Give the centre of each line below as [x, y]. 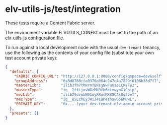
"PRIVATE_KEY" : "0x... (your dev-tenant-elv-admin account [83, 104]
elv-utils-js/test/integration [63, 9]
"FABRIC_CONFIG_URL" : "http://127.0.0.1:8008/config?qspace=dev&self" [89, 76]
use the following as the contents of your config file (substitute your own [80, 53]
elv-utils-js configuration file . [35, 38]
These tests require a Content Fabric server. [50, 23]
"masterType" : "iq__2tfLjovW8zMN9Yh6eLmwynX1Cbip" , [77, 90]
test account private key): [31, 58]
